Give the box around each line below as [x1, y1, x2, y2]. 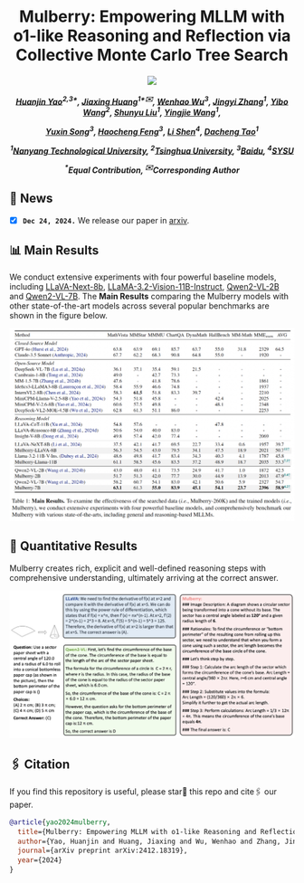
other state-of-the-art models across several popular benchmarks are [9, 300, 270, 311]
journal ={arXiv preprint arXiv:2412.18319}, [17, 846, 188, 856]
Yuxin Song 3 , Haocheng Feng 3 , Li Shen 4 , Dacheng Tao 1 [44, 125, 260, 137]
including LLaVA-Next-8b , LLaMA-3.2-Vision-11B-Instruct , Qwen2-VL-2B [9, 280, 280, 291]
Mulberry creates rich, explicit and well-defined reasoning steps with [9, 563, 267, 574]
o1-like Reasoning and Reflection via [13, 25, 291, 46]
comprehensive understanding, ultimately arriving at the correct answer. [9, 572, 279, 583]
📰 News [9, 191, 53, 206]
